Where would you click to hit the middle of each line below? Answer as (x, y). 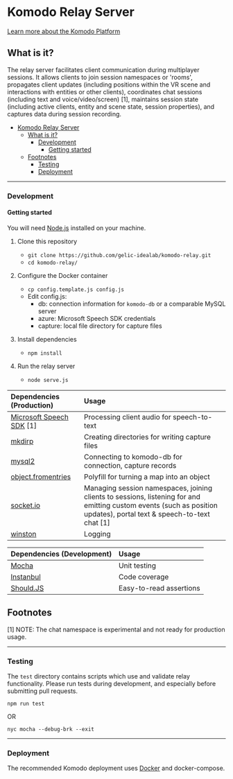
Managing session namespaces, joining (148, 488)
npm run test (26, 703)
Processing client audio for (128, 417)
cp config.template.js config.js (76, 289)
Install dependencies (47, 339)
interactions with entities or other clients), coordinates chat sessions (105, 91)
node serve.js (48, 380)
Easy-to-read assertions (159, 588)
